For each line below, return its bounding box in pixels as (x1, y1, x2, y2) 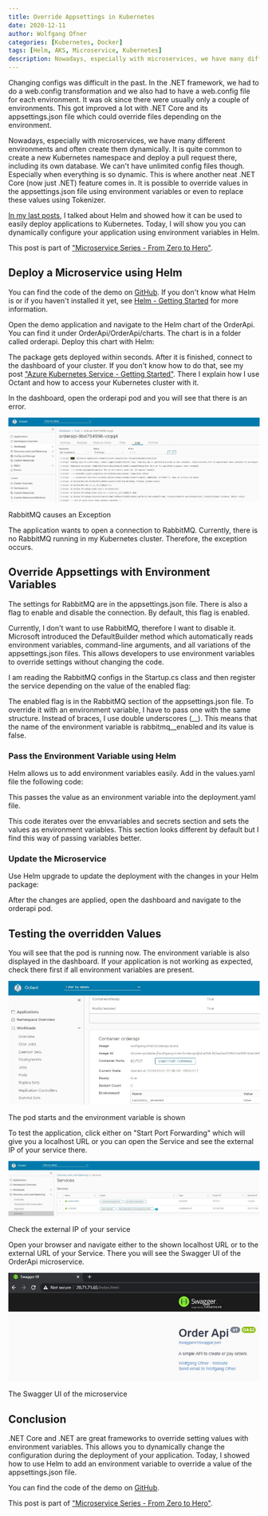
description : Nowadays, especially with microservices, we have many (8, 55, 245, 63)
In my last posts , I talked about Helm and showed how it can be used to (8, 211, 242, 220)
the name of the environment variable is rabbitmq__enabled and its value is (8, 722, 254, 731)
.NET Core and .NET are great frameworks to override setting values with (8, 1434, 249, 1443)
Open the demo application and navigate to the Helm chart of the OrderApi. (8, 319, 255, 329)
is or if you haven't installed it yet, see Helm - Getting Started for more (8, 295, 239, 305)
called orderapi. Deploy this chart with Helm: (8, 336, 155, 346)
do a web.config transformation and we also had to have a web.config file (8, 86, 250, 96)
